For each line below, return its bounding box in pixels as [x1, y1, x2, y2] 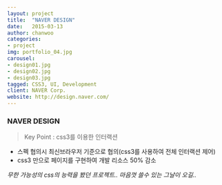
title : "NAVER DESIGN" [7, 17, 76, 23]
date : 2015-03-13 [7, 23, 63, 30]
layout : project [7, 10, 54, 17]
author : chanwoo [7, 29, 54, 37]
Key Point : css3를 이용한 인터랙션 [23, 133, 119, 142]
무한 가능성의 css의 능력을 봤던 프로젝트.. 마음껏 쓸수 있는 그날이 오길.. [7, 171, 196, 179]
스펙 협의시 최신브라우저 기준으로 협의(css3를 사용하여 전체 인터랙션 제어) [17, 148, 216, 156]
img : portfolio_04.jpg [7, 49, 72, 56]
